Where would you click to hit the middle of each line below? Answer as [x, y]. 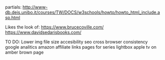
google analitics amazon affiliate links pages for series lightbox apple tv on [81, 47]
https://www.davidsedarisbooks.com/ [43, 32]
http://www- [35, 7]
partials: [13, 7]
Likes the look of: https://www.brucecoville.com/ [54, 27]
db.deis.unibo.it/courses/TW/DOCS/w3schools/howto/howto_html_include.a [82, 12]
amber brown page [24, 52]
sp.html [13, 17]
